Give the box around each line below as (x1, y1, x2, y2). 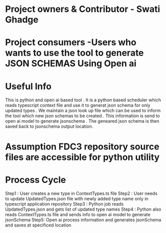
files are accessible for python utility (5, 152, 160, 162)
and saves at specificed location (5, 222, 72, 228)
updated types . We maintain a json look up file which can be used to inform (5, 108, 161, 114)
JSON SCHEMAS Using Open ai (5, 58, 137, 69)
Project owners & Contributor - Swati (5, 3, 161, 15)
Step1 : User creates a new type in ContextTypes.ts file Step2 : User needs (5, 190, 158, 197)
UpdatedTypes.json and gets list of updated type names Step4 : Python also (5, 206, 162, 212)
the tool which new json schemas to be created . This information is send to (5, 113, 160, 119)
